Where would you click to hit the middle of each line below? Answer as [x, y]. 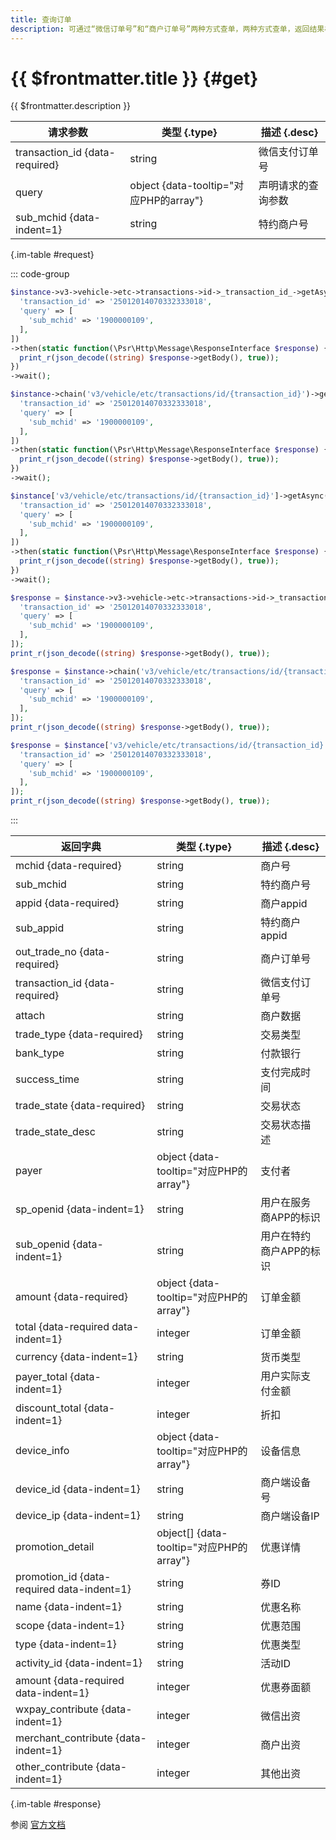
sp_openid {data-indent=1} [80, 1209]
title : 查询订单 [41, 19]
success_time [47, 1079]
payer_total [41, 1377]
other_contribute [54, 1767]
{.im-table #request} [52, 255]
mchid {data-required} [68, 866]
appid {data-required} [67, 903]
